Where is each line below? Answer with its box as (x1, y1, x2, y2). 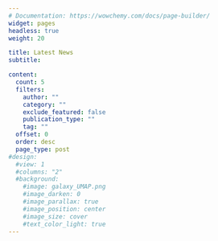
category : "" (23, 100, 67, 108)
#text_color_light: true (23, 220, 106, 228)
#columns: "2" (15, 168, 63, 176)
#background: (15, 175, 60, 183)
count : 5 (15, 78, 45, 86)
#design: (8, 153, 38, 161)
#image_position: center (23, 205, 106, 213)
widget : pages (8, 19, 56, 27)
